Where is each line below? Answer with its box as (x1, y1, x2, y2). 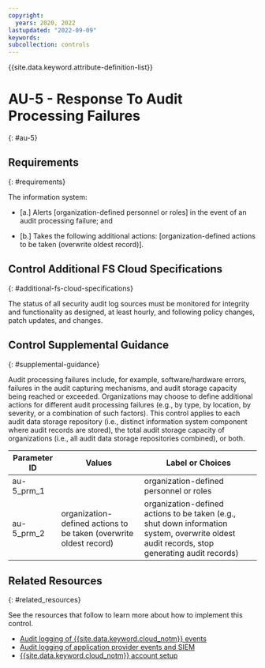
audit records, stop (144, 538, 215, 549)
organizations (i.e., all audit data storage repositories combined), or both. (8, 433, 246, 443)
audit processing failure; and (19, 216, 113, 225)
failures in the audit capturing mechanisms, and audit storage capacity (8, 383, 237, 392)
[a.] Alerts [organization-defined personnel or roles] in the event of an (19, 207, 247, 217)
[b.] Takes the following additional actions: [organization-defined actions (19, 231, 256, 241)
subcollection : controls (8, 41, 90, 49)
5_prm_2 (12, 527, 45, 539)
